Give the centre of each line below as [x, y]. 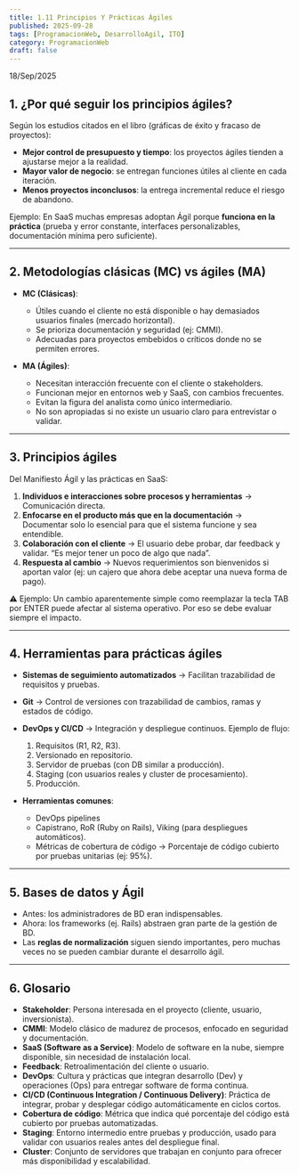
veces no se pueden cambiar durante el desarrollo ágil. [123, 952]
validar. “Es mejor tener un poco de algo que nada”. [116, 552]
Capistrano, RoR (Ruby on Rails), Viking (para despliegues [141, 828]
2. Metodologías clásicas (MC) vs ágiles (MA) [138, 272]
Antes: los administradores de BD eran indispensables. [122, 914]
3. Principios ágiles [63, 457]
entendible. [43, 534]
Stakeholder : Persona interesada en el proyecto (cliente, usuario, [142, 1009]
